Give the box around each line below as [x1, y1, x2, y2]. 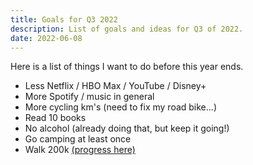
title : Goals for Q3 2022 [10, 14, 118, 25]
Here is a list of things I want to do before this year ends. [10, 61, 244, 73]
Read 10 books [24, 112, 87, 124]
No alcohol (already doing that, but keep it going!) [24, 122, 230, 135]
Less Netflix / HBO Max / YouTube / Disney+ [24, 80, 207, 92]
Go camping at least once [24, 133, 132, 145]
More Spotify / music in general [24, 91, 155, 103]
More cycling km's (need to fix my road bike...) [24, 101, 217, 113]
